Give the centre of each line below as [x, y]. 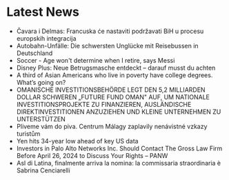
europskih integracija [46, 38]
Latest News [43, 12]
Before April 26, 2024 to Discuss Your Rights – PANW [92, 155]
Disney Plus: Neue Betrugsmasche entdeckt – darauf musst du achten [116, 68]
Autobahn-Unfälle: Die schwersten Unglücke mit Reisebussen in [107, 46]
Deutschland [34, 53]
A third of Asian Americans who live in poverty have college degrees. [114, 75]
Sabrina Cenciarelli [43, 170]
